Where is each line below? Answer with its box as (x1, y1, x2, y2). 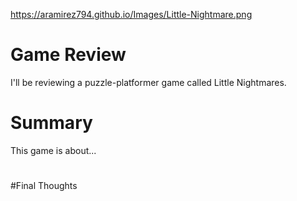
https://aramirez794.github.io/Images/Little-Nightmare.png (10, 9, 253, 20)
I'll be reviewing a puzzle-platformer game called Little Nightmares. (10, 76, 287, 88)
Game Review (10, 44, 127, 66)
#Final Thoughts (10, 180, 78, 192)
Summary (10, 112, 93, 134)
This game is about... (10, 144, 97, 156)
